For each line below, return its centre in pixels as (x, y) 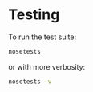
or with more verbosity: (47, 66)
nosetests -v (30, 82)
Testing (34, 15)
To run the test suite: (42, 37)
